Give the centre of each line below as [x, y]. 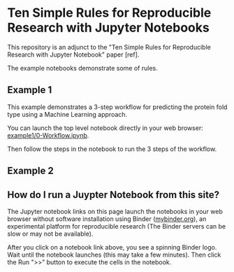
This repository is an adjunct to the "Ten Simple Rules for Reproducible [109, 47]
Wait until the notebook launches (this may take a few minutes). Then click [114, 255]
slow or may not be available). [50, 234]
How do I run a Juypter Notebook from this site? [114, 195]
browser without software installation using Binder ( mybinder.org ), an [107, 219]
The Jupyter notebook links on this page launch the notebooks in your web [115, 211]
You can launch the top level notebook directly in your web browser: [105, 128]
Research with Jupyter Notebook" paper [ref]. [73, 55]
